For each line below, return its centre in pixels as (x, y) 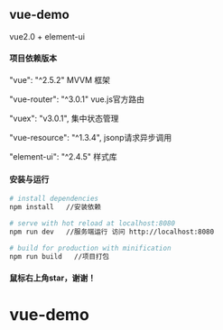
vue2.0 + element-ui (47, 36)
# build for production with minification (90, 248)
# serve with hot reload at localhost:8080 (93, 223)
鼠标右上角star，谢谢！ (53, 278)
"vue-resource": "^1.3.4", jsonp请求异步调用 (91, 138)
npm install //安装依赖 (56, 207)
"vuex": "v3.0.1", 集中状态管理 (64, 119)
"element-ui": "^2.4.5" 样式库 (63, 157)
